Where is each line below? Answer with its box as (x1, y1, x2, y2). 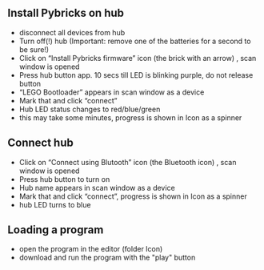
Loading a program (7, 224, 104, 237)
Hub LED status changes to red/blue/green (18, 104, 161, 114)
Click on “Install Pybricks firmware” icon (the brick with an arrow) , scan (18, 53, 257, 62)
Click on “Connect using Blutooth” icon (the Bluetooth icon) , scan (18, 157, 237, 167)
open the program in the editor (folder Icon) (18, 244, 163, 254)
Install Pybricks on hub (7, 6, 125, 20)
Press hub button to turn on (18, 174, 110, 183)
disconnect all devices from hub (18, 27, 126, 37)
